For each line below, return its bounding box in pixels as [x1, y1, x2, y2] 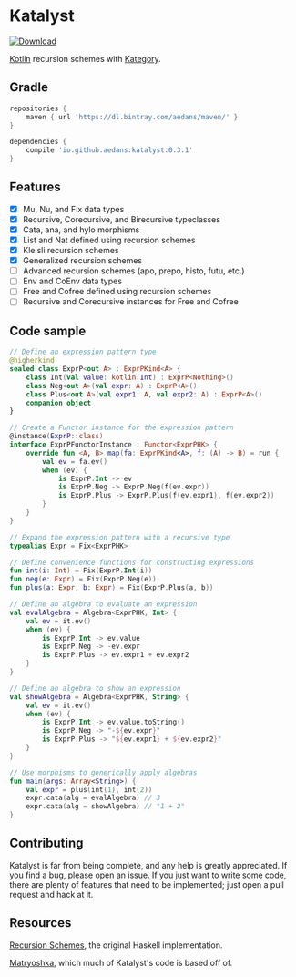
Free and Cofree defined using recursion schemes [22, 286, 212, 297]
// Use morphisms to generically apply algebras [9, 767, 198, 777]
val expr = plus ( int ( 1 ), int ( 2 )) [26, 785, 153, 794]
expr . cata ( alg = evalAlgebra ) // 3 [26, 794, 161, 803]
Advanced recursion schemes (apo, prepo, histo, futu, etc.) [22, 265, 245, 276]
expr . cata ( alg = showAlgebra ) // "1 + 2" [26, 802, 185, 811]
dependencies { [9, 138, 67, 147]
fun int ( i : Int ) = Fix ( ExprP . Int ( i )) [9, 566, 153, 575]
